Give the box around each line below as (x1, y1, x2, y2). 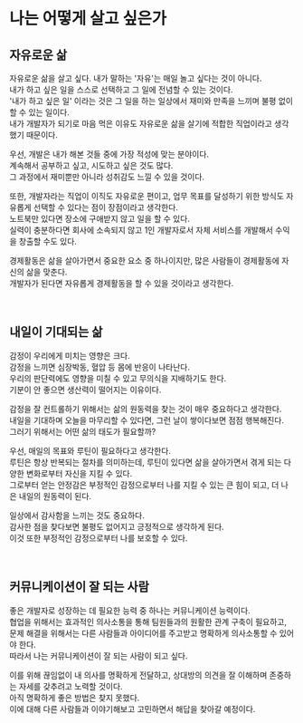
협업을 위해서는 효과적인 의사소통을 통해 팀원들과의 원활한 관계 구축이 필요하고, (9, 616, 288, 627)
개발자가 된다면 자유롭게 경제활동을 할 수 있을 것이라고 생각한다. (9, 278, 234, 288)
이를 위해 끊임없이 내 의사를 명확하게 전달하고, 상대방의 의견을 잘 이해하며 (9, 670, 268, 680)
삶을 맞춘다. (25, 266, 68, 277)
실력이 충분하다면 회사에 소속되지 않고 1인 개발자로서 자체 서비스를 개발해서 (9, 225, 274, 236)
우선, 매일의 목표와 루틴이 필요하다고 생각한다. (9, 445, 172, 456)
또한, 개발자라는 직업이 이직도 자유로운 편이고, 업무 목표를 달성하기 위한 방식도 (9, 191, 285, 201)
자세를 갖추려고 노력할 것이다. (18, 680, 124, 691)
